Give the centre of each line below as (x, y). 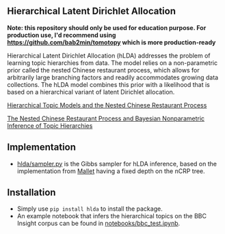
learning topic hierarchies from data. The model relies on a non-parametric (112, 63)
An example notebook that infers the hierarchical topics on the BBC (112, 216)
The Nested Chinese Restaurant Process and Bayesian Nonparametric (106, 118)
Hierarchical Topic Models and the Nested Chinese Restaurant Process (107, 105)
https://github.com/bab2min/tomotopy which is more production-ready (111, 42)
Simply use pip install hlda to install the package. (90, 209)
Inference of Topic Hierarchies (50, 125)
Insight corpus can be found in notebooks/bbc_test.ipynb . (98, 223)
